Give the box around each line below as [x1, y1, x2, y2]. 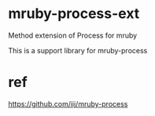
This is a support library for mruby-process [8, 45, 148, 55]
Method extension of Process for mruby [8, 31, 138, 40]
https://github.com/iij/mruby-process [8, 99, 128, 108]
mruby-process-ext [8, 5, 140, 23]
